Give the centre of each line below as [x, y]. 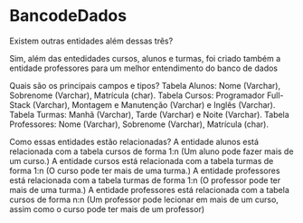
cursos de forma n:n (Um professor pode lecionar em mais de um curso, [144, 199]
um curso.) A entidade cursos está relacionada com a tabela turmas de [142, 160]
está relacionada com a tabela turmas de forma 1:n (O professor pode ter [145, 180]
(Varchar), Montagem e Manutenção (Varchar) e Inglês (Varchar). [154, 104]
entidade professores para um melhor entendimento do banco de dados [144, 68]
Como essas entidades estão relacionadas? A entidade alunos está [134, 141]
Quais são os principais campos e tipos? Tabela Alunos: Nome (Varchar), [145, 85]
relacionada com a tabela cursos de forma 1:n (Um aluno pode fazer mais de [151, 151]
